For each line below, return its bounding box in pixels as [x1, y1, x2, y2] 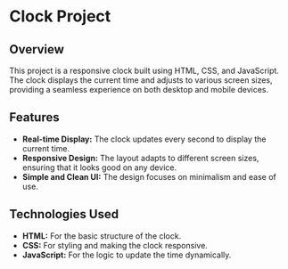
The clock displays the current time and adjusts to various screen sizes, [9, 75, 274, 86]
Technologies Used [9, 207, 119, 222]
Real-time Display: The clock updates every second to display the [21, 134, 267, 144]
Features [9, 110, 60, 126]
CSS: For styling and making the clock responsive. [21, 240, 208, 250]
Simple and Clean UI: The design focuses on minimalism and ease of [21, 171, 276, 182]
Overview [9, 42, 65, 57]
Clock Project [9, 6, 111, 27]
